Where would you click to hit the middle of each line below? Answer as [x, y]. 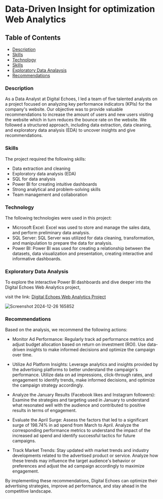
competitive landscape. [29, 491]
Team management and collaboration [50, 194]
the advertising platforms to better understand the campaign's [75, 370]
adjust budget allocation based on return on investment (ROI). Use [79, 344]
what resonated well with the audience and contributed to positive [79, 405]
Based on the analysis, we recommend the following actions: [66, 330]
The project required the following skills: [46, 159]
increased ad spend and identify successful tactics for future [74, 436]
